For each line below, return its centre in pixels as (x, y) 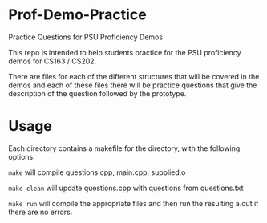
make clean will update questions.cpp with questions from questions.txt (126, 188)
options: (22, 156)
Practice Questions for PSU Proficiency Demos (85, 37)
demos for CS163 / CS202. (53, 61)
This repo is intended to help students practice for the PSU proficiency (125, 52)
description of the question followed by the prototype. (97, 93)
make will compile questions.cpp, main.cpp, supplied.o (97, 172)
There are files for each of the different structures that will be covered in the (134, 76)
